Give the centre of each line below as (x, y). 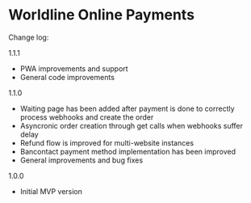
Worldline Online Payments (102, 15)
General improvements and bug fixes (82, 160)
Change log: (29, 37)
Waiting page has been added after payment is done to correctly (128, 108)
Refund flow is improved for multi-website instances (107, 142)
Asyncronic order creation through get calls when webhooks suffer (132, 125)
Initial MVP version (51, 191)
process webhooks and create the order (87, 117)
